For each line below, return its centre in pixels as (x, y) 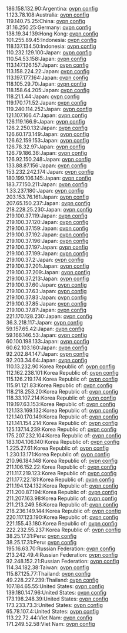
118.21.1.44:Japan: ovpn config (43, 96)
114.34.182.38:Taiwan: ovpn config (48, 567)
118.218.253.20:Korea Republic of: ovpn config (62, 392)
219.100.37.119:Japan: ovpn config (47, 216)
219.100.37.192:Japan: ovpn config (47, 235)
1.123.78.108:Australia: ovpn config (48, 15)
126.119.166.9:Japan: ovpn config (46, 121)
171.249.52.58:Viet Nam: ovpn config (51, 624)
